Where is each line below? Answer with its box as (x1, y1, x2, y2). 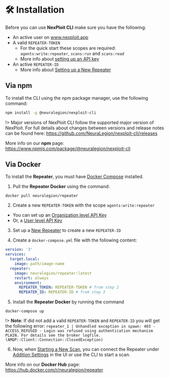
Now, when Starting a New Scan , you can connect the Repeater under (12, 346, 159, 353)
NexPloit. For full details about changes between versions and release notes (5, 125, 164, 131)
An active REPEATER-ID (12, 61, 59, 67)
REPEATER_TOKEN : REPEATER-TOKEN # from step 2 (18, 285, 119, 290)
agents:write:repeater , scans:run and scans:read (20, 50, 124, 56)
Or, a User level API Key (12, 217, 62, 224)
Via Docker (5, 160, 41, 169)
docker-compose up (5, 309, 44, 314)
